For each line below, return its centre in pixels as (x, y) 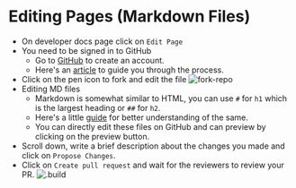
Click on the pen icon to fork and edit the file (104, 79)
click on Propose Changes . (68, 155)
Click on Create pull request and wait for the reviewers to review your (153, 165)
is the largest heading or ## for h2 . (98, 107)
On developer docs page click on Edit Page (102, 41)
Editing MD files (51, 89)
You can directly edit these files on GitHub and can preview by (150, 126)
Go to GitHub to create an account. (99, 60)
